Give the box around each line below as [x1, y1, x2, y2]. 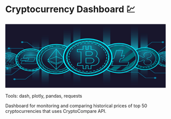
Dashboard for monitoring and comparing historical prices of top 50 [5, 102, 148, 109]
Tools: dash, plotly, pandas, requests [5, 93, 82, 99]
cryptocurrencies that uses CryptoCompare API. [5, 108, 107, 114]
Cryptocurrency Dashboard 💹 [5, 4, 136, 15]
